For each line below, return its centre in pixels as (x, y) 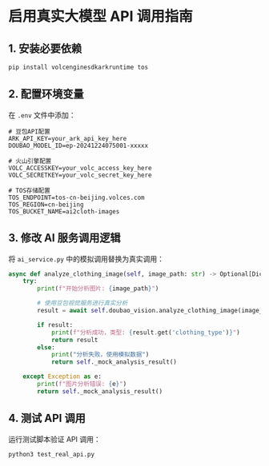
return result (74, 340)
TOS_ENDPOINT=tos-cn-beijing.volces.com (77, 197)
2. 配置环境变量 (46, 94)
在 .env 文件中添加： (42, 115)
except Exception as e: (62, 376)
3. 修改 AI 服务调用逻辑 (64, 238)
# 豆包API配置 (29, 131)
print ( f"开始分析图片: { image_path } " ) (98, 289)
